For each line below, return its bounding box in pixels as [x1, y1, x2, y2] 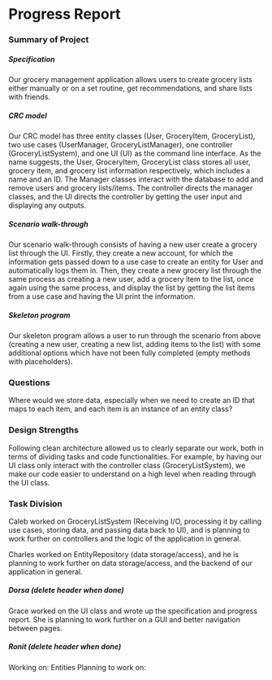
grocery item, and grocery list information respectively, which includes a [8, 166, 250, 176]
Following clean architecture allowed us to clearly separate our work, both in [8, 443, 264, 453]
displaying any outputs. [8, 200, 87, 210]
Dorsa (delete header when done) [8, 586, 124, 595]
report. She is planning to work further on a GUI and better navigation [8, 614, 241, 624]
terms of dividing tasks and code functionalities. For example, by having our [8, 451, 262, 461]
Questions [8, 376, 50, 388]
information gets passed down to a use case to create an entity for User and [8, 257, 264, 267]
